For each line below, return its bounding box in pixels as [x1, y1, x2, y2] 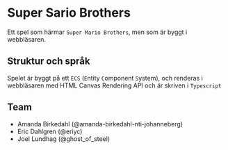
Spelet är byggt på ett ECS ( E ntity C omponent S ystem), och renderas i [7, 74, 203, 82]
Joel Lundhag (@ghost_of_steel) [17, 134, 111, 143]
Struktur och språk [7, 56, 90, 67]
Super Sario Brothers [7, 5, 131, 21]
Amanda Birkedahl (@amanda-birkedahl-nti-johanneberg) [17, 119, 183, 128]
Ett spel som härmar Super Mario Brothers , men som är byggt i [7, 28, 188, 36]
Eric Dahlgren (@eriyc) [17, 127, 83, 135]
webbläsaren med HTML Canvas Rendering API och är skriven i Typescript [7, 81, 222, 90]
